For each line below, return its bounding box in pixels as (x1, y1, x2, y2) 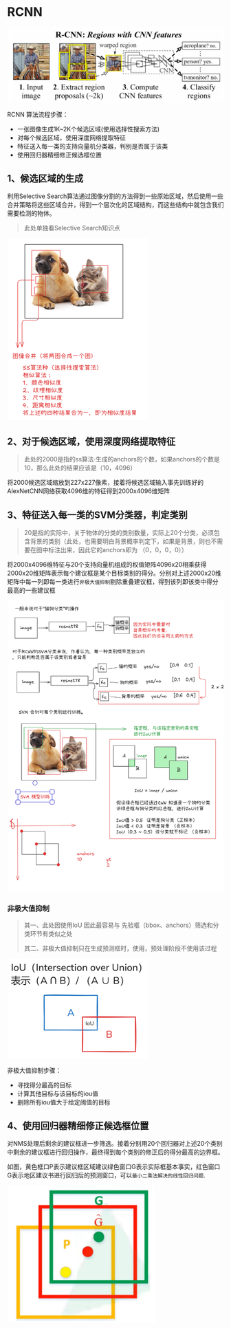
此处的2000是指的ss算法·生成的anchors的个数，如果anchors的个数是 (23, 455, 220, 464)
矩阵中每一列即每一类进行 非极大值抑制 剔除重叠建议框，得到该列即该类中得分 (7, 578, 219, 586)
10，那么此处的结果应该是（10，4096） (23, 464, 137, 472)
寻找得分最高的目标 (16, 1080, 72, 1089)
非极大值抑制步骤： (7, 1066, 62, 1074)
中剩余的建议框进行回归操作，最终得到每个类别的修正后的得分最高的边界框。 (7, 1148, 224, 1156)
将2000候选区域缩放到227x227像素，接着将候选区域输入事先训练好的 (7, 479, 204, 487)
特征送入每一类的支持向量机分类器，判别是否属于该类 (16, 142, 168, 150)
